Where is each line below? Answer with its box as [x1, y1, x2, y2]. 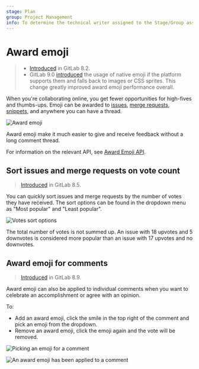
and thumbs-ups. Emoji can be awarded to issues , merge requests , [6, 101, 170, 108]
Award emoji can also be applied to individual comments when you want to [6, 285, 188, 292]
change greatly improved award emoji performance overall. [29, 84, 175, 91]
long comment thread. [6, 137, 60, 144]
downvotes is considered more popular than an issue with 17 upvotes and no [6, 235, 193, 242]
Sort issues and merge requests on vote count [6, 165, 181, 175]
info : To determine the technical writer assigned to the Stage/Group [6, 20, 184, 25]
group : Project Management [6, 14, 73, 20]
